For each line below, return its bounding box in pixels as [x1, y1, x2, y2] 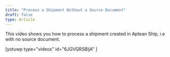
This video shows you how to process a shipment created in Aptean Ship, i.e [5, 31, 165, 37]
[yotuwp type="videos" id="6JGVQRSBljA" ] [5, 46, 97, 52]
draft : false [5, 12, 33, 17]
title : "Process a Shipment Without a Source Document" [5, 7, 126, 13]
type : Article [5, 17, 36, 22]
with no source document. [5, 36, 60, 42]
